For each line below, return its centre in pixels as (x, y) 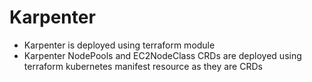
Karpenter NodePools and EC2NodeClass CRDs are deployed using (162, 55)
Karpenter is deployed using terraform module (119, 45)
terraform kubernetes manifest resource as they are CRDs (143, 66)
